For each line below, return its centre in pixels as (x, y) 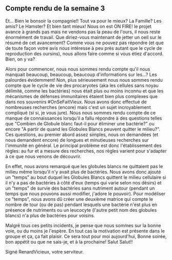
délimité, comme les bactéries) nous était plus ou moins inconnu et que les (84, 91)
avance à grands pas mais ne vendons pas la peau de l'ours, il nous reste (83, 32)
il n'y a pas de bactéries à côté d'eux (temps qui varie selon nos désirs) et (83, 182)
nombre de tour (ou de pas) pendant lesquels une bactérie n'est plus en (81, 205)
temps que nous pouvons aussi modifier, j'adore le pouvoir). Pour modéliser (85, 193)
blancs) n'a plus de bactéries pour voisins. (50, 215)
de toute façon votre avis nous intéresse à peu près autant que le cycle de (84, 48)
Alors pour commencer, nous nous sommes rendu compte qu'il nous (78, 69)
